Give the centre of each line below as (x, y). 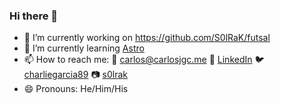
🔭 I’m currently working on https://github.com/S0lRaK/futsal (147, 38)
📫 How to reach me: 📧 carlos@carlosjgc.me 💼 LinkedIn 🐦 (144, 60)
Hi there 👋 (34, 16)
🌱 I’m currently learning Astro (84, 48)
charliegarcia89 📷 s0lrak (76, 75)
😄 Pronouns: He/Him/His (76, 89)
